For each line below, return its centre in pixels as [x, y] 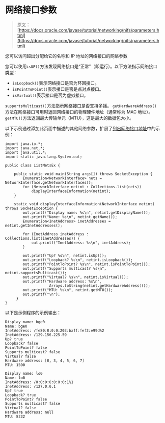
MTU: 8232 [15, 416]
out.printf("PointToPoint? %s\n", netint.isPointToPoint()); [87, 264]
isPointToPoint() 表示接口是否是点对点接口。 [58, 89]
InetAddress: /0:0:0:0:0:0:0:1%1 [39, 382]
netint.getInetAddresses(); [34, 226]
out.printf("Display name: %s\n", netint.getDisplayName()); [87, 212]
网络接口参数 [31, 10]
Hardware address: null [29, 412]
